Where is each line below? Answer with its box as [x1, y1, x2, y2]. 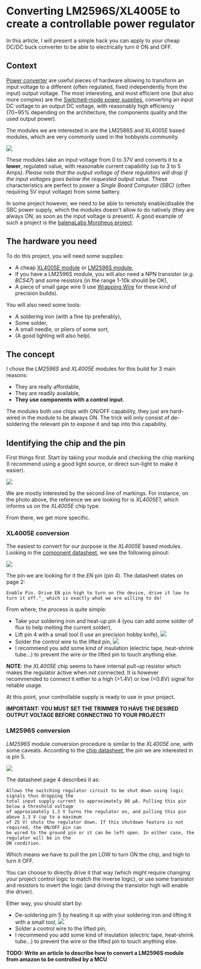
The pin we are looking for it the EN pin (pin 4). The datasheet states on [6, 572, 184, 579]
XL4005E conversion [6, 529, 70, 538]
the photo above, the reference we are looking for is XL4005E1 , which [6, 496, 179, 503]
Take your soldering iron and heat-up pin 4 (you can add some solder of [14, 618, 194, 625]
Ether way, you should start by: [6, 899, 83, 906]
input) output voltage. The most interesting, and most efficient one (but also [6, 89, 194, 97]
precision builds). [14, 289, 58, 297]
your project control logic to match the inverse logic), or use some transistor [6, 875, 194, 882]
